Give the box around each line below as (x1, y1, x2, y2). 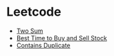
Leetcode (6, 4, 62, 20)
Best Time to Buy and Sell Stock (16, 33, 107, 42)
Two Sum (16, 27, 44, 35)
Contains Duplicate (16, 41, 71, 49)
